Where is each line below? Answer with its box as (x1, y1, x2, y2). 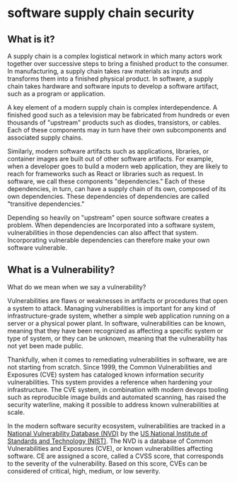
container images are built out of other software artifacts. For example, (7, 154, 214, 163)
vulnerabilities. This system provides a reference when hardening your (7, 377, 213, 386)
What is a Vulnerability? (7, 264, 115, 276)
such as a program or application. (7, 90, 105, 98)
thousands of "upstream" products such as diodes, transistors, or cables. (7, 118, 221, 127)
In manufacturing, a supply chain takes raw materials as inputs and (7, 67, 202, 75)
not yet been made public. (7, 341, 83, 350)
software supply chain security (7, 5, 195, 21)
